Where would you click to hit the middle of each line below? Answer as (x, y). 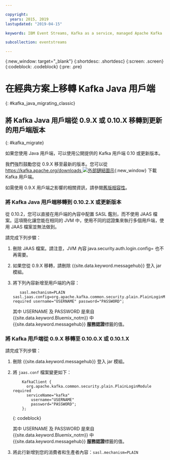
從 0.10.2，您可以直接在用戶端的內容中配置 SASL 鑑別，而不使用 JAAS (79, 214)
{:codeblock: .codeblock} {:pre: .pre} (44, 67)
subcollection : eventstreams (36, 42)
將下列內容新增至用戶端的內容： (46, 283)
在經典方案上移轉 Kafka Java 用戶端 (80, 89)
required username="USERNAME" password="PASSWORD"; (68, 302)
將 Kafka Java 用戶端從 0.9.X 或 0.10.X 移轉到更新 (84, 120)
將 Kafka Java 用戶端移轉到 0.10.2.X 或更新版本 (63, 202)
